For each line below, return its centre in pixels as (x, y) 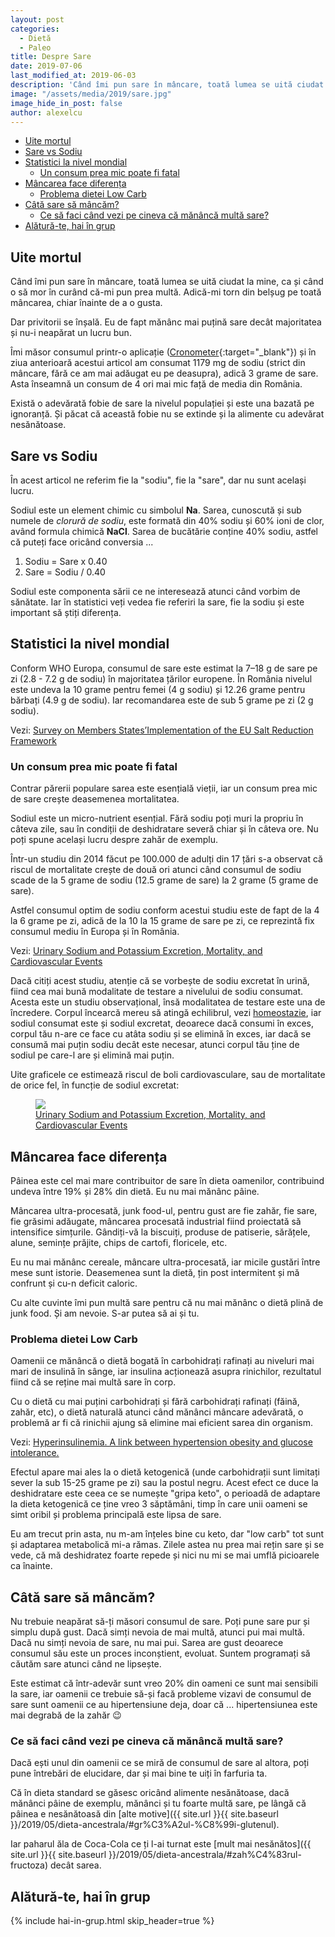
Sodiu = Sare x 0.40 (66, 561)
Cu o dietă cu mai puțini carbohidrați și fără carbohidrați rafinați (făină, (155, 1402)
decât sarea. (75, 1865)
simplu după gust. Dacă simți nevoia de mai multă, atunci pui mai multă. (157, 1632)
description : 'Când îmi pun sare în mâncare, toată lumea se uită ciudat (167, 85)
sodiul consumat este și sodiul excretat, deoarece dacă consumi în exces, (162, 1023)
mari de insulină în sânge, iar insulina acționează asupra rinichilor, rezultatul (166, 1372)
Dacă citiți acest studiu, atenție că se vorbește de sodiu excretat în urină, (160, 981)
